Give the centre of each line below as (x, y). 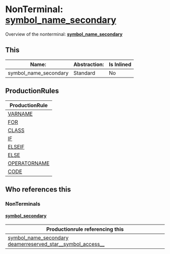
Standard (84, 73)
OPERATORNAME (29, 163)
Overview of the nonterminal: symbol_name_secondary (64, 34)
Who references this (38, 189)
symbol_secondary (26, 216)
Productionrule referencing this (85, 229)
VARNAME (20, 114)
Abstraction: (89, 64)
